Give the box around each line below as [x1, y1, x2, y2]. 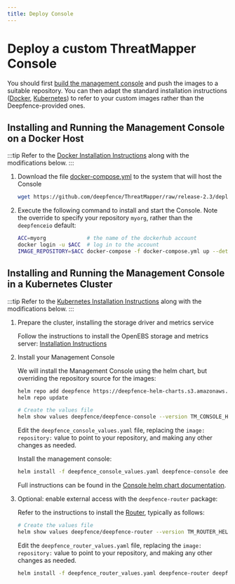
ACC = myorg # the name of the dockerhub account [17, 235, 197, 242]
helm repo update [17, 394, 69, 401]
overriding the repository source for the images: [17, 374, 156, 382]
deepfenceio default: [17, 221, 76, 229]
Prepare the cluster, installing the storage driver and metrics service [17, 318, 214, 326]
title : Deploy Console [7, 10, 74, 18]
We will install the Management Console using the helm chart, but [17, 367, 208, 375]
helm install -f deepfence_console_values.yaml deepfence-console [17, 469, 216, 476]
